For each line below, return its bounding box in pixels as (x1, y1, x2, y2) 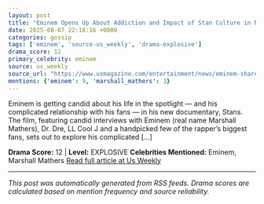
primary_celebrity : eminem (8, 56, 97, 64)
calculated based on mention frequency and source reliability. (8, 186, 210, 196)
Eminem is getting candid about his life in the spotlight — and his (8, 99, 218, 108)
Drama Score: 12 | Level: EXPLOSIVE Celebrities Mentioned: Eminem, (8, 147, 237, 157)
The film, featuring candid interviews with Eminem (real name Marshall (8, 115, 237, 125)
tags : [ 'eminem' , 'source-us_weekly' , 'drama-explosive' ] (8, 41, 202, 49)
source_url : (8, 70, 47, 78)
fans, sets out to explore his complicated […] (8, 132, 153, 141)
